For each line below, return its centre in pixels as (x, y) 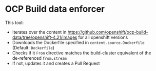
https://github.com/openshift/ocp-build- (108, 32)
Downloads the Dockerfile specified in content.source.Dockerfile (78, 42)
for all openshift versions (103, 37)
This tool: (14, 23)
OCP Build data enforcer (55, 9)
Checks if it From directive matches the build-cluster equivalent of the (82, 53)
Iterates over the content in (39, 32)
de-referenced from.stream (39, 58)
